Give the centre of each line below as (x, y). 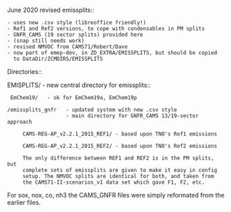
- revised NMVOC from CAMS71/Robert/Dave (68, 47)
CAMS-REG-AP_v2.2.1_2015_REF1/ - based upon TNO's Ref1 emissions (120, 134)
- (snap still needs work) (46, 41)
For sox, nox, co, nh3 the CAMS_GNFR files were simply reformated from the (116, 195)
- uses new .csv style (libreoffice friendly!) (77, 23)
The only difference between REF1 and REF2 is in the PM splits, (118, 158)
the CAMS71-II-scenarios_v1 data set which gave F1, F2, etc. (114, 182)
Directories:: (24, 71)
